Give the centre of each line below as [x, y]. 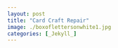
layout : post [26, 14]
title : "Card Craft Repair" [48, 20]
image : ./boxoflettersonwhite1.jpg [59, 27]
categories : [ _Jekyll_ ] [42, 34]
